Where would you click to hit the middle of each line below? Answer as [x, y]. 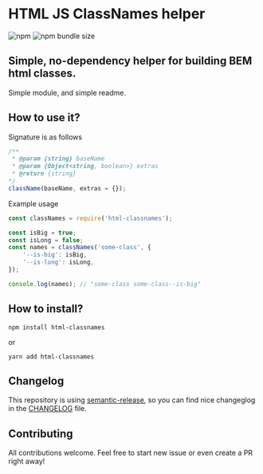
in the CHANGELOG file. [48, 409]
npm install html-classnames [57, 327]
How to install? [46, 309]
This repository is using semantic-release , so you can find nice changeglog [132, 400]
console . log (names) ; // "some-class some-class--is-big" [105, 284]
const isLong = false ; [46, 240]
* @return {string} [44, 174]
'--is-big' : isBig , [55, 255]
